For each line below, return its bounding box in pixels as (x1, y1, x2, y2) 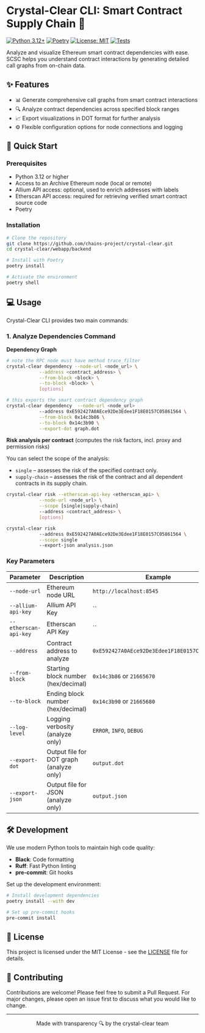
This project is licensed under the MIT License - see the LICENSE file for (6, 948, 188, 955)
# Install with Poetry (6, 257, 64, 264)
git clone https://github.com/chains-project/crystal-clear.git (6, 240, 173, 246)
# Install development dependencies (6, 892, 99, 899)
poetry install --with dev (6, 898, 75, 905)
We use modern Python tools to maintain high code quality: (6, 844, 155, 851)
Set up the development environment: (6, 881, 101, 888)
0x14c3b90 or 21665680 (92, 697, 156, 705)
